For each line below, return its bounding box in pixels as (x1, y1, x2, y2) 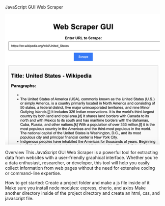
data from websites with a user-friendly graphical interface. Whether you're (5, 154, 158, 161)
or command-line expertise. (5, 170, 61, 176)
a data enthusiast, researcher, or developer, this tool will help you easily (5, 160, 150, 166)
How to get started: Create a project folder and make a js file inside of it (5, 180, 150, 186)
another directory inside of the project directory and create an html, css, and (5, 190, 160, 196)
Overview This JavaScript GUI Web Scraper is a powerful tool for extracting (5, 150, 158, 155)
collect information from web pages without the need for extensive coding (5, 165, 155, 171)
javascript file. (5, 196, 34, 202)
